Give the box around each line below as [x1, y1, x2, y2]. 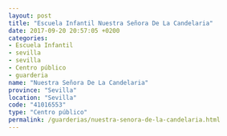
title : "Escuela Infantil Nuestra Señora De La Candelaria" [8, 19, 214, 27]
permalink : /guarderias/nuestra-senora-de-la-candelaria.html [8, 116, 221, 124]
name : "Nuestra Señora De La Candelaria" [8, 78, 149, 86]
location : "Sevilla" [8, 94, 78, 102]
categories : [8, 34, 48, 42]
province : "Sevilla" [8, 86, 78, 94]
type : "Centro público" [8, 109, 88, 117]
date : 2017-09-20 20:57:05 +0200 [8, 26, 120, 34]
